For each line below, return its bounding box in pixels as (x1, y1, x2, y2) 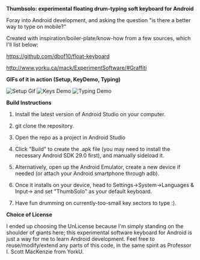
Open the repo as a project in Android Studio (14, 134, 126, 141)
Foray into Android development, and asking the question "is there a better (6, 17, 191, 23)
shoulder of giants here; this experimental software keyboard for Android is (6, 229, 192, 236)
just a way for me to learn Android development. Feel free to (6, 235, 155, 242)
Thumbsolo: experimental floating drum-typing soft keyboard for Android (6, 5, 194, 12)
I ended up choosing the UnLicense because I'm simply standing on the (6, 223, 184, 229)
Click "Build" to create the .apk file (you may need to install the (14, 146, 171, 152)
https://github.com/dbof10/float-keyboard (6, 53, 110, 59)
